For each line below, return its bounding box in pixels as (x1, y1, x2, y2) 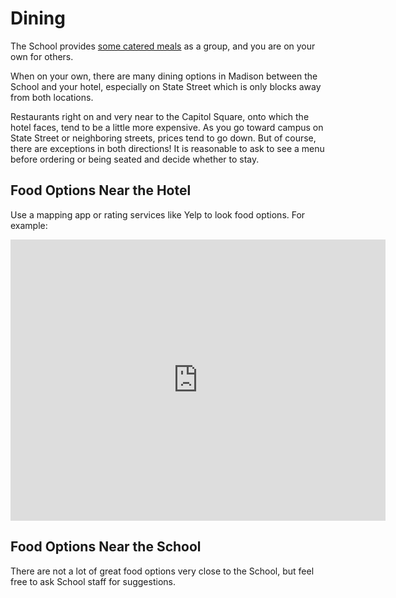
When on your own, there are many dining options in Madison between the (10, 70, 318, 82)
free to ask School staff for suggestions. (10, 575, 176, 587)
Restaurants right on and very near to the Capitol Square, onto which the (10, 110, 310, 122)
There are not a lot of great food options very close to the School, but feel (10, 565, 315, 577)
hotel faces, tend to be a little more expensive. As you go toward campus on (10, 121, 324, 133)
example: (10, 219, 48, 231)
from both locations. (10, 91, 94, 103)
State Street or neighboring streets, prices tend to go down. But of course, (10, 132, 317, 144)
